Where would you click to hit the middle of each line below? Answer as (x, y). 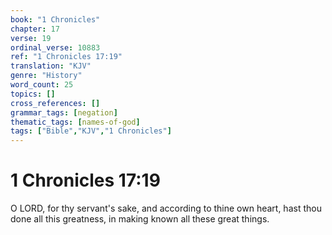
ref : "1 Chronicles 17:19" (66, 57)
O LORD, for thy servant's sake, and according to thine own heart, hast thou (166, 208)
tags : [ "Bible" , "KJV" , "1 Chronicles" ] (91, 131)
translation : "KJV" (51, 66)
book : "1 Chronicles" (55, 19)
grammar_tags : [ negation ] (64, 112)
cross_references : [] (55, 103)
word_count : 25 (42, 85)
